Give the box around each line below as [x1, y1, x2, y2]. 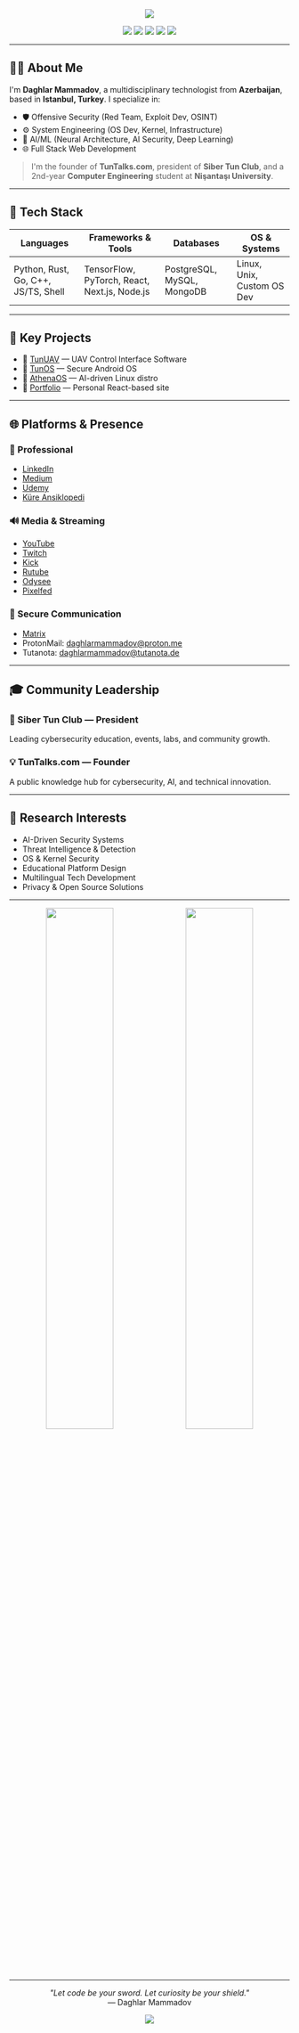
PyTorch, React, [84, 274, 150, 286]
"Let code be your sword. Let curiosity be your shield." [49, 1987, 250, 1998]
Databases [173, 236, 220, 249]
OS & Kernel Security [21, 853, 100, 863]
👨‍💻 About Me [9, 61, 84, 76]
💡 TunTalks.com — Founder [9, 756, 131, 769]
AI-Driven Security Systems [21, 834, 125, 845]
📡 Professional [9, 443, 74, 455]
